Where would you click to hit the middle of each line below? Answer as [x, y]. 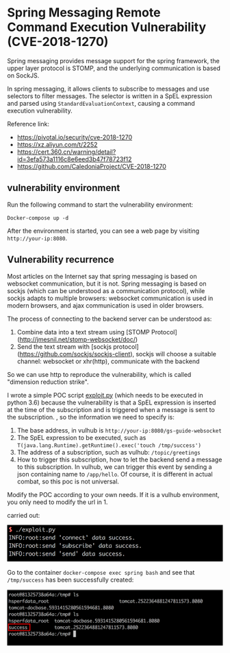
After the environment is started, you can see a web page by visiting [103, 231]
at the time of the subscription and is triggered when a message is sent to [111, 409]
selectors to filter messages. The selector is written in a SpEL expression [110, 96]
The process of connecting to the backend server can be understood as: [110, 319]
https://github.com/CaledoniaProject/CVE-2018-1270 [91, 166]
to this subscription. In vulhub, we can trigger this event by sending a [114, 467]
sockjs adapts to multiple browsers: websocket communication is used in [110, 298]
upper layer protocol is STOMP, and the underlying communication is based [114, 68]
